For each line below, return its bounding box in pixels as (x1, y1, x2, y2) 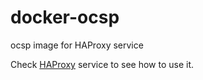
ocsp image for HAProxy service (10, 39, 144, 51)
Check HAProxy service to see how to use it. (10, 58, 195, 70)
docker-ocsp (10, 6, 120, 29)
